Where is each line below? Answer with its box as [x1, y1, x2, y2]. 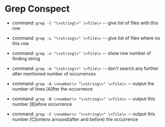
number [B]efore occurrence [12, 101, 72, 107]
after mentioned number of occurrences [12, 70, 96, 76]
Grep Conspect [5, 3, 70, 15]
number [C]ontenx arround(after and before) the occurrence [12, 116, 138, 122]
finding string [12, 55, 40, 61]
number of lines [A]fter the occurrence [12, 86, 93, 92]
